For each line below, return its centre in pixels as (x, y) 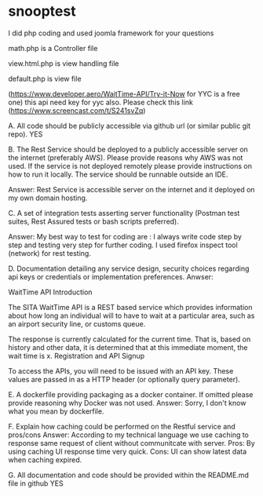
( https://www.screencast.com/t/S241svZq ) (77, 110)
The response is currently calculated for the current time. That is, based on (130, 339)
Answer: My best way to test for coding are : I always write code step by (125, 236)
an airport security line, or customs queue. (77, 323)
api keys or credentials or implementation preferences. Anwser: (111, 276)
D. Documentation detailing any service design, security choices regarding (129, 268)
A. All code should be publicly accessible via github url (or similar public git (130, 126)
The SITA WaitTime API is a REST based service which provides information (130, 307)
